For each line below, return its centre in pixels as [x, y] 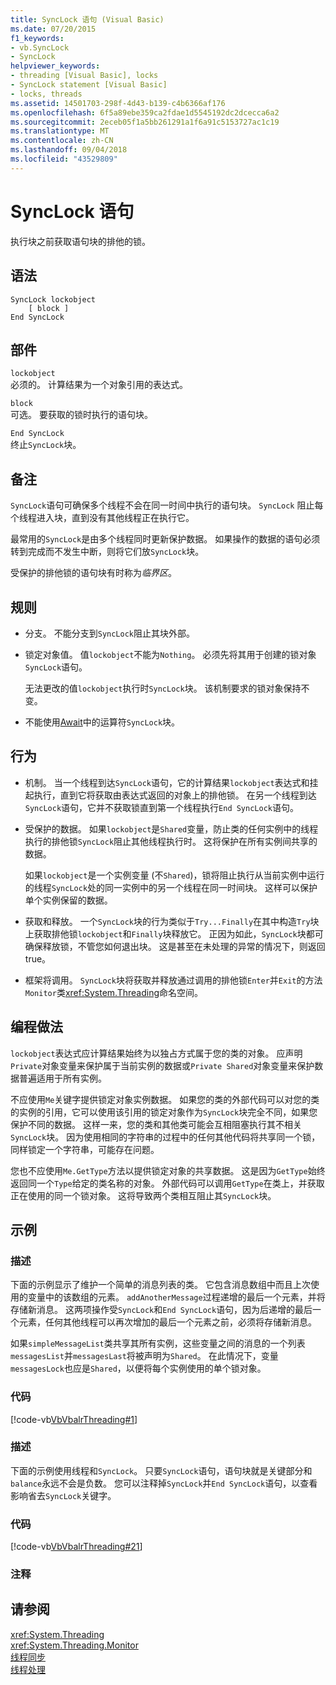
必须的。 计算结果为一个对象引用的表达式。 [99, 385]
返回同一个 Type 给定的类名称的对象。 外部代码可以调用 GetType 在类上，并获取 [167, 1183]
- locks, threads [46, 94]
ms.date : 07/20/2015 [53, 29]
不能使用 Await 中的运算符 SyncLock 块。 [102, 722]
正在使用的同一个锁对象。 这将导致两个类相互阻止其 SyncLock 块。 [143, 1195]
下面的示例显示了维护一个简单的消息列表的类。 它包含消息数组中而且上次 [160, 1285]
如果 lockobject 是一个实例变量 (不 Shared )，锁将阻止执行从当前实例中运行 [174, 875]
